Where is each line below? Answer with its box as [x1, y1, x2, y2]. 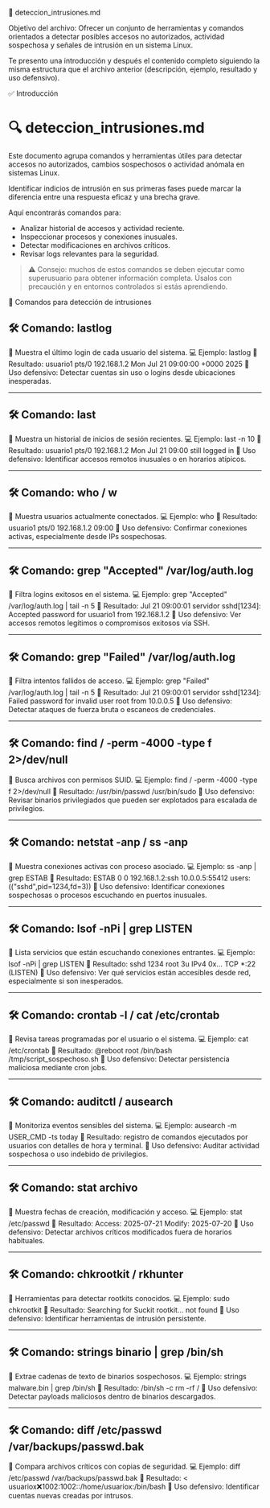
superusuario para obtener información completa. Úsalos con [27, 273, 232, 282]
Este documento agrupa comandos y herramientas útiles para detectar [8, 150, 243, 160]
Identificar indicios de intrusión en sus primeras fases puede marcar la [8, 183, 242, 193]
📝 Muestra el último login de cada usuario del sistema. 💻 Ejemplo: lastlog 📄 [8, 347, 258, 357]
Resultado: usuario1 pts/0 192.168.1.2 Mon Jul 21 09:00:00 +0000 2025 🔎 [8, 359, 250, 369]
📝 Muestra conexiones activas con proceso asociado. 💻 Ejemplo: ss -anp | [8, 861, 257, 871]
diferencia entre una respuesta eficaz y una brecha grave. [8, 192, 201, 201]
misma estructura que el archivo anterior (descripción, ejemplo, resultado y [8, 64, 258, 74]
